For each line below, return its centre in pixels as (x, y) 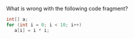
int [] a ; (17, 19)
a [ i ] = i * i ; (32, 30)
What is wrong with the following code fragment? (67, 9)
